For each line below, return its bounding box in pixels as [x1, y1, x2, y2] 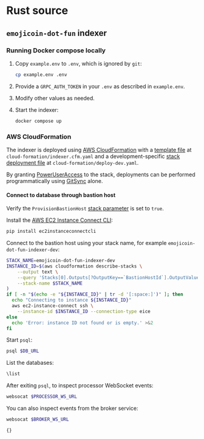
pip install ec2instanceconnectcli [6, 229, 97, 235]
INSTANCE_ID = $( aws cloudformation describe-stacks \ [6, 263, 143, 269]
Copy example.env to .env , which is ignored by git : [15, 60, 142, 67]
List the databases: [6, 359, 54, 367]
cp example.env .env [15, 71, 67, 78]
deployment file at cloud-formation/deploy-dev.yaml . [6, 159, 139, 166]
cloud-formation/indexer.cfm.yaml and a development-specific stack [6, 153, 180, 160]
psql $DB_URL [6, 348, 39, 354]
